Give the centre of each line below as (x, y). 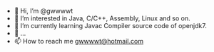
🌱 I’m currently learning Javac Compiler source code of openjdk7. (110, 26)
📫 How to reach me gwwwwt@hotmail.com (79, 41)
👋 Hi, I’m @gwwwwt (44, 11)
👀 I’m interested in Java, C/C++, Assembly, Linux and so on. (102, 18)
